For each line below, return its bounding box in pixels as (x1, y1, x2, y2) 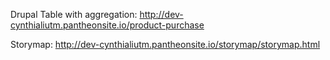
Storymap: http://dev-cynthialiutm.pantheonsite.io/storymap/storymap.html (10, 39, 321, 50)
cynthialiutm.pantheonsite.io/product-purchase (10, 19, 205, 31)
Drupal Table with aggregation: (10, 9, 138, 20)
